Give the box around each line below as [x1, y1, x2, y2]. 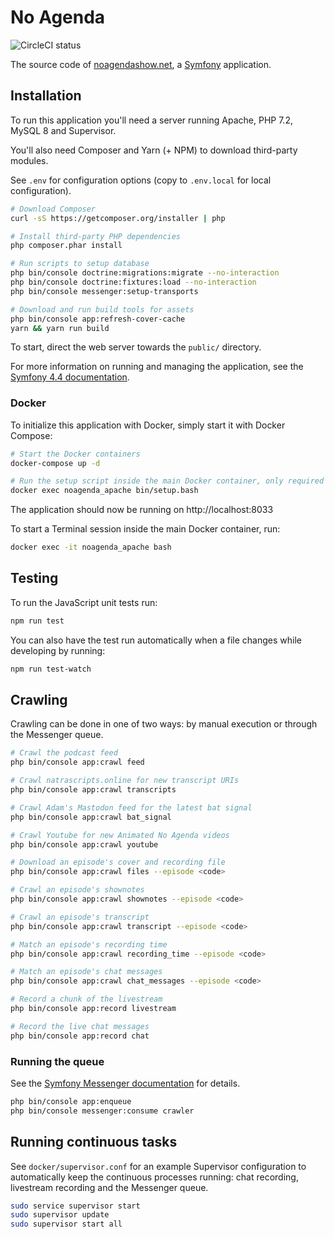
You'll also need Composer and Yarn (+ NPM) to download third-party [10, 144, 298, 156]
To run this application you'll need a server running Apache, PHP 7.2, [10, 114, 293, 126]
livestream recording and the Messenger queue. [10, 1181, 209, 1193]
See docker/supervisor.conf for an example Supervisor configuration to [10, 1160, 307, 1172]
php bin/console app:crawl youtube [10, 839, 159, 850]
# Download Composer [10, 204, 97, 214]
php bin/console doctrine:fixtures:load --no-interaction [10, 277, 257, 287]
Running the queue [10, 1054, 105, 1068]
